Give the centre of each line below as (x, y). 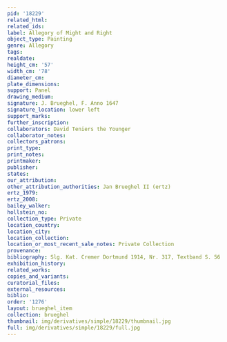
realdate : (21, 59)
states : (18, 174)
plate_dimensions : (33, 84)
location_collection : (38, 238)
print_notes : (26, 155)
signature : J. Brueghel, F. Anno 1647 (63, 103)
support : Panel (29, 90)
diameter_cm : (26, 78)
